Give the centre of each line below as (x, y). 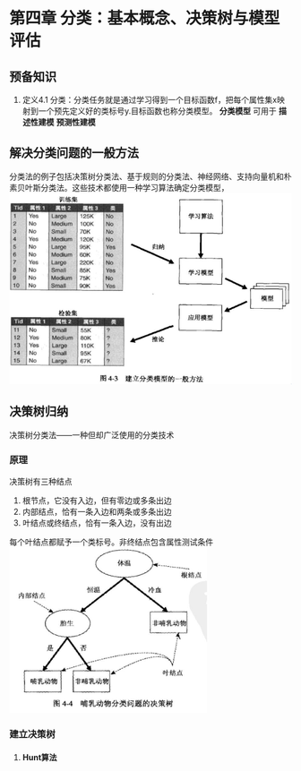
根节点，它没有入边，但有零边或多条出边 (97, 500)
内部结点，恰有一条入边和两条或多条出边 (97, 511)
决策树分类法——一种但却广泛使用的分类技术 (92, 434)
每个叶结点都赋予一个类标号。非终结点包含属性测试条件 (111, 542)
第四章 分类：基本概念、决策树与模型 (145, 18)
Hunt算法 (39, 758)
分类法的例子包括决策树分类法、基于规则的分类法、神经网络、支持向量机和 (146, 176)
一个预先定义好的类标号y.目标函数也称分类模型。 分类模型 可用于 (157, 111)
